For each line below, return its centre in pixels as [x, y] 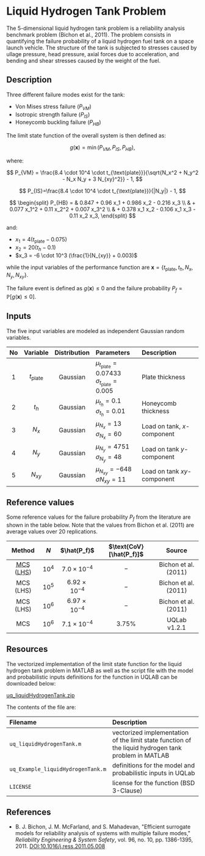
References [29, 812]
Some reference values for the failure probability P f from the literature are [99, 518]
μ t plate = [106, 364]
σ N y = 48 [109, 458]
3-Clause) [127, 791]
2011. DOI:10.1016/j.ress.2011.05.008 [60, 846]
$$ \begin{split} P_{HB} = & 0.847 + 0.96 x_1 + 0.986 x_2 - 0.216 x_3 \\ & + [103, 202]
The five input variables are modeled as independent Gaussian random [95, 331]
